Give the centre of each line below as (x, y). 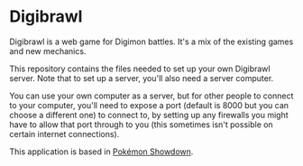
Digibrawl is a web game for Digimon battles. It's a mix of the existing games (151, 41)
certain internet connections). (64, 134)
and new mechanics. (48, 51)
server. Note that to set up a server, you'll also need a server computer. (142, 78)
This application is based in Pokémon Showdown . (101, 152)
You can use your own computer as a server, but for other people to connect (151, 96)
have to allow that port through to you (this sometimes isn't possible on (141, 124)
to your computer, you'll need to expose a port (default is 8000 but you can (149, 105)
